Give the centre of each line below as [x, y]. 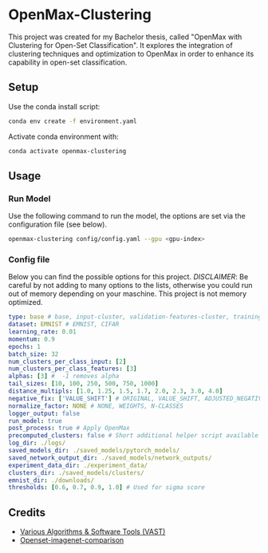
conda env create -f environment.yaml [73, 121]
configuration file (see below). [58, 224]
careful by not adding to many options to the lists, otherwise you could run [130, 286]
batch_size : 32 [33, 354]
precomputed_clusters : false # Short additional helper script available [134, 436]
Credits [27, 512]
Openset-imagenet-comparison [72, 540]
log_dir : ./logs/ [37, 443]
